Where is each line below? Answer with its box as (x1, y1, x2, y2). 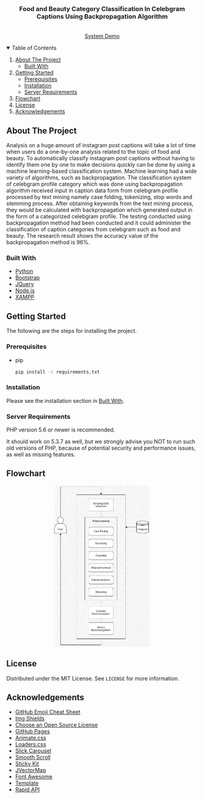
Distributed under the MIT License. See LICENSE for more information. (6, 674, 179, 682)
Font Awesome (15, 773, 53, 780)
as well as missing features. (6, 450, 76, 458)
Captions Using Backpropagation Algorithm (36, 12, 168, 21)
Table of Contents (12, 44, 57, 52)
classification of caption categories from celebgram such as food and (6, 226, 181, 233)
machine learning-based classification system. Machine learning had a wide (6, 167, 197, 175)
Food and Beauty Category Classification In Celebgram (19, 4, 185, 13)
